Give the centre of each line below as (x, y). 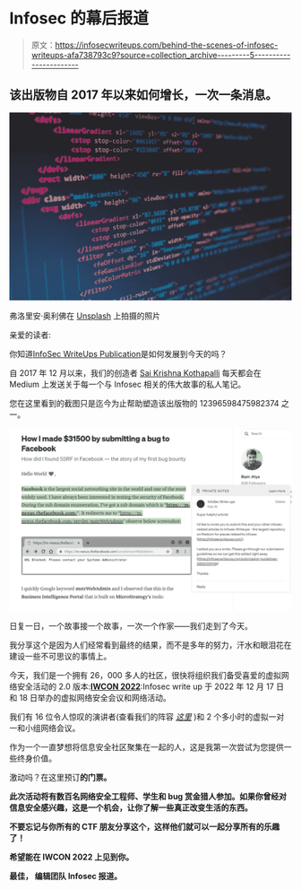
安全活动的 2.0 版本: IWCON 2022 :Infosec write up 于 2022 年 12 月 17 (146, 686)
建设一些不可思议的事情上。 (60, 657)
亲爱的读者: (30, 335)
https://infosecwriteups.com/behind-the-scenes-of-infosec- (167, 45)
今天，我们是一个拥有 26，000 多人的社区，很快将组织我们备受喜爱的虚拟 (146, 676)
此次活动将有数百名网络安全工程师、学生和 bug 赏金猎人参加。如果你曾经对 (148, 797)
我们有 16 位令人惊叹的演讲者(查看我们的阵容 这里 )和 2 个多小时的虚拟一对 (147, 717)
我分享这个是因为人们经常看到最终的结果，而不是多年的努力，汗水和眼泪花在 (150, 645)
